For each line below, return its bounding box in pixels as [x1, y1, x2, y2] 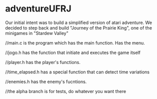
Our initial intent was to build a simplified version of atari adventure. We [5, 19, 152, 25]
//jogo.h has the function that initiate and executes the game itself [5, 49, 141, 55]
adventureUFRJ [5, 3, 71, 14]
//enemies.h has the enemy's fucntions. [5, 78, 87, 84]
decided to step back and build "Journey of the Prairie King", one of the [5, 24, 152, 30]
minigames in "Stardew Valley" [5, 30, 68, 36]
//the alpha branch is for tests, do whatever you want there [5, 88, 126, 94]
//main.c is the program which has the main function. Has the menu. [5, 39, 145, 45]
